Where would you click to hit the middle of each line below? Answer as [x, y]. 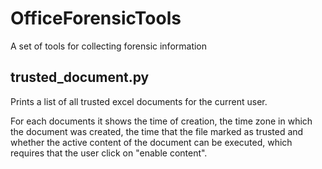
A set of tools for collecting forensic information [109, 46]
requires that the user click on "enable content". [109, 153]
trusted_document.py [80, 77]
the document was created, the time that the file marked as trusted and [157, 131]
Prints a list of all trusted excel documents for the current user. [139, 101]
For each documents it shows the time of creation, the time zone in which [161, 121]
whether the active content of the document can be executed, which [151, 142]
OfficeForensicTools [96, 18]
